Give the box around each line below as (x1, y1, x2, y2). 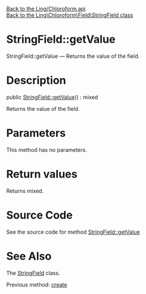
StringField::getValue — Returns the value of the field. (6, 52, 140, 60)
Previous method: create (6, 281, 68, 288)
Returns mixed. (6, 187, 44, 195)
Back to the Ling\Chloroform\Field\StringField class (6, 11, 133, 19)
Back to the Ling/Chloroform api (6, 5, 86, 12)
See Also (6, 249, 52, 263)
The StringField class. (6, 269, 60, 277)
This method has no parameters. (6, 146, 87, 153)
